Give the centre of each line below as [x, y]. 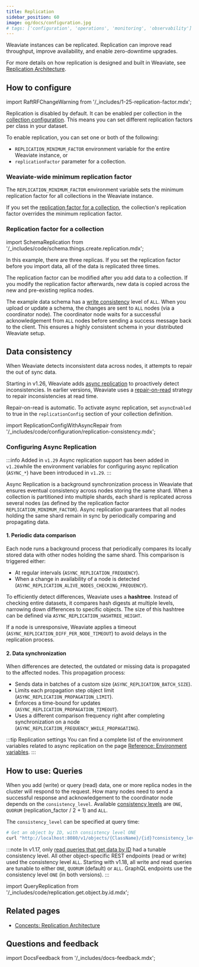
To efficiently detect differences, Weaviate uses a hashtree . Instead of [92, 596]
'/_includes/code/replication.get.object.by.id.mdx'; [68, 892]
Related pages [33, 911]
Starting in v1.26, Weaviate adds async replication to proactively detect [93, 384]
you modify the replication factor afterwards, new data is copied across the [98, 284]
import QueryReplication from [42, 886]
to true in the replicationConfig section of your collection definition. [89, 414]
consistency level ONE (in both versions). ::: [58, 875]
